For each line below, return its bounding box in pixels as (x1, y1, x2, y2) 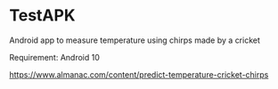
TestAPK (9, 5, 76, 26)
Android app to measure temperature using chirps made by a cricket (9, 35, 261, 45)
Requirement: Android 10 (9, 52, 101, 62)
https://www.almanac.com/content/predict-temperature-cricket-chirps (9, 69, 269, 80)
